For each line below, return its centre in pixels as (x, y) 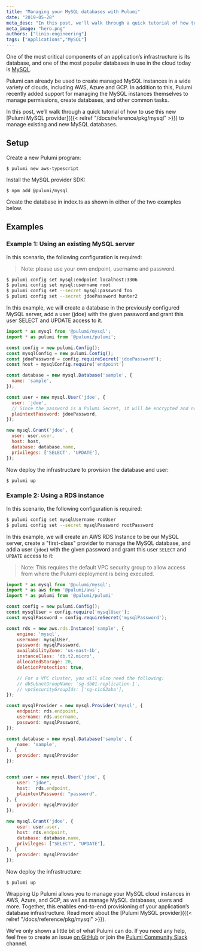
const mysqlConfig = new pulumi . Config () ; (60, 353)
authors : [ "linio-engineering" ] (46, 34)
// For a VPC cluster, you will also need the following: (91, 678)
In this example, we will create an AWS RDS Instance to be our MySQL (93, 536)
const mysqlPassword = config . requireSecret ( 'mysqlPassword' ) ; (87, 617)
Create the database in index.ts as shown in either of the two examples (94, 202)
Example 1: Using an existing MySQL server (70, 244)
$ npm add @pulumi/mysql (37, 190)
